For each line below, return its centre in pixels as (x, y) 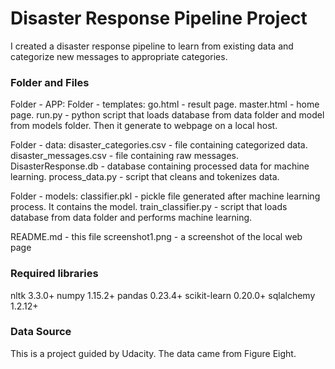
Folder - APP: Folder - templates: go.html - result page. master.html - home (165, 104)
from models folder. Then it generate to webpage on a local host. (144, 126)
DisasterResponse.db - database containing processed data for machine (160, 166)
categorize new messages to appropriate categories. (119, 56)
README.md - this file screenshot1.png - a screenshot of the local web (156, 237)
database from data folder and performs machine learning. (131, 218)
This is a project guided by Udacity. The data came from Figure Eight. (153, 353)
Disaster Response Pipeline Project (159, 18)
